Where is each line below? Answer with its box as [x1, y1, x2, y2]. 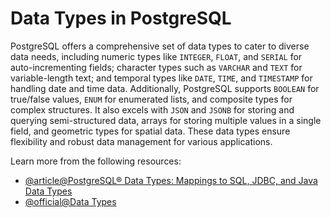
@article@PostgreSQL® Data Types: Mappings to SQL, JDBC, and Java [24, 174, 318, 186]
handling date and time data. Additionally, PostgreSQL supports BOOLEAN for [10, 82, 320, 94]
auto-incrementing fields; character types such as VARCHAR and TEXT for [10, 61, 303, 73]
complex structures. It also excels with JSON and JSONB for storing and [10, 103, 295, 116]
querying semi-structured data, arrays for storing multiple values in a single [10, 114, 322, 126]
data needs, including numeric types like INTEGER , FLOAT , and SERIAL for [10, 50, 303, 62]
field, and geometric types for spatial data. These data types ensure [10, 125, 291, 137]
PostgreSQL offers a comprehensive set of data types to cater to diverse [10, 40, 310, 52]
